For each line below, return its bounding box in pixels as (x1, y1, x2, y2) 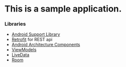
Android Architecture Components (11, 42, 80, 48)
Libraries (4, 21, 26, 27)
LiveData (11, 52, 30, 58)
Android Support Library (11, 31, 60, 37)
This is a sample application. (4, 3, 122, 14)
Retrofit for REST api (11, 37, 53, 42)
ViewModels (11, 47, 37, 53)
